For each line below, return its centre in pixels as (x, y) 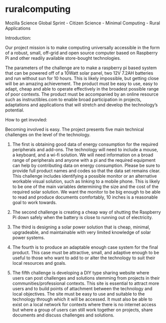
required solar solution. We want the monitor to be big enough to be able (86, 192)
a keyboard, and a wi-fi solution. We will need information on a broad (83, 155)
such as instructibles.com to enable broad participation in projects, (73, 99)
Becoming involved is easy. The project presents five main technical (75, 129)
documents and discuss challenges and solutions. (63, 315)
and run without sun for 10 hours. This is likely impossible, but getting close (82, 78)
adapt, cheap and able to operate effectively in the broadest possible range (82, 89)
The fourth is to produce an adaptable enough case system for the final (85, 247)
